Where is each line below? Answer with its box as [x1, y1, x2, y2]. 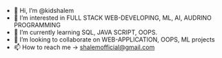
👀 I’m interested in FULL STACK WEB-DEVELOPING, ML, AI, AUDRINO [13, 14, 212, 22]
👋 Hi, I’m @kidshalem [13, 7, 74, 14]
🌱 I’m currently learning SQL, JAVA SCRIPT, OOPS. [13, 28, 157, 36]
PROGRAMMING [13, 21, 61, 29]
